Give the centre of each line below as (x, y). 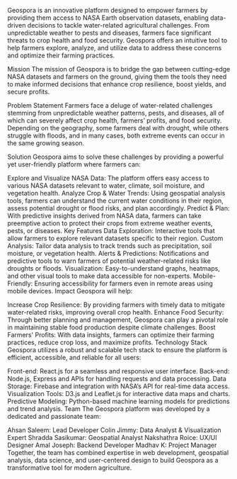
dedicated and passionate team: (54, 416)
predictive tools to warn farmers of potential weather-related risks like (109, 261)
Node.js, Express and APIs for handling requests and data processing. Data (117, 379)
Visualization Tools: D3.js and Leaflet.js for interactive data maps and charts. (119, 394)
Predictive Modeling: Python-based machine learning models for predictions (118, 401)
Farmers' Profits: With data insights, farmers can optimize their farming (111, 335)
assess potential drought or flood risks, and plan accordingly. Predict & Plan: (118, 208)
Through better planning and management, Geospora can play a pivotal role (118, 320)
